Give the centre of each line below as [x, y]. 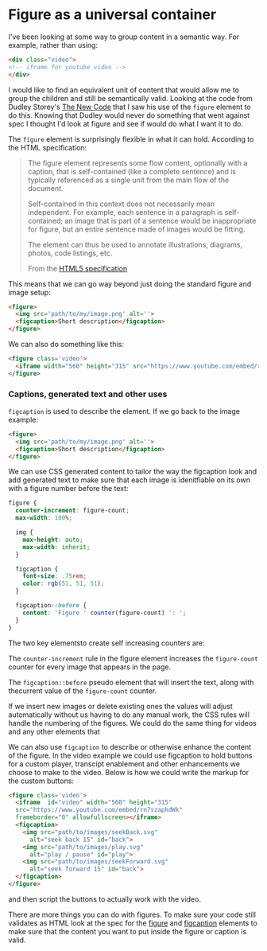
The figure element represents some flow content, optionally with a [137, 163]
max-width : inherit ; [56, 547]
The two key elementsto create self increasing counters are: [106, 643]
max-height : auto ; [53, 540]
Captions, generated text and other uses [88, 394]
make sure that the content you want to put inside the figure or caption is [128, 931]
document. [45, 188]
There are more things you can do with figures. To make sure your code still [132, 914]
